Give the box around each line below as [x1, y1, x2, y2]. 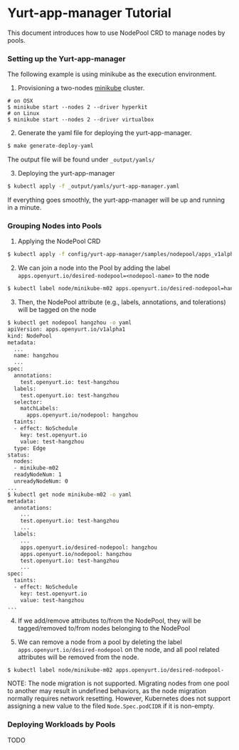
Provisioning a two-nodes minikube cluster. [17, 84, 145, 92]
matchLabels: [20, 405, 59, 412]
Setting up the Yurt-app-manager [7, 53, 126, 63]
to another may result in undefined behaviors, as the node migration [7, 687, 207, 695]
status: [7, 451, 31, 459]
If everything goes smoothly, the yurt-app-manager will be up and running [7, 195, 225, 204]
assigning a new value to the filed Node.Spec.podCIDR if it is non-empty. [7, 702, 215, 710]
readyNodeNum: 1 [14, 471, 62, 478]
